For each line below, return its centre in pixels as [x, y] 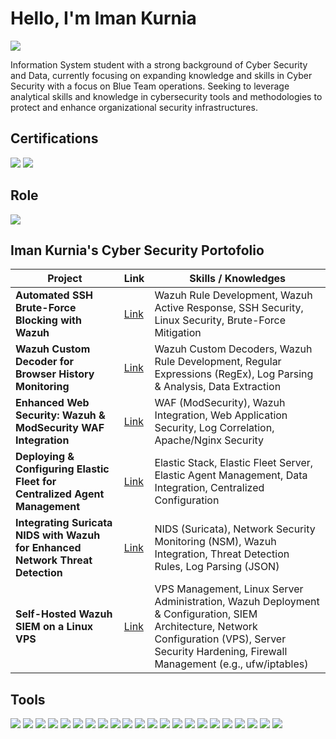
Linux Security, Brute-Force [220, 320]
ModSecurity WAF [60, 428]
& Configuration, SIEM [206, 614]
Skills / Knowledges [238, 279]
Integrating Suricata [64, 523]
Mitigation [178, 333]
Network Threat [54, 560]
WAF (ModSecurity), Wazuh [220, 403]
